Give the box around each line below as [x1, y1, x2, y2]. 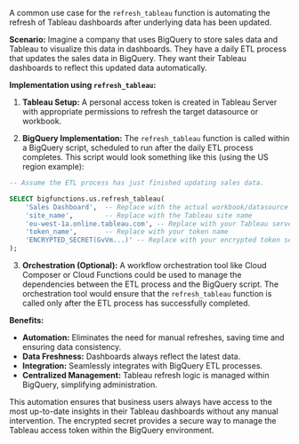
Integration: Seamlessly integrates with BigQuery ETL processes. [21, 361, 263, 371]
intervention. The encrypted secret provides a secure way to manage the [9, 416, 278, 425]
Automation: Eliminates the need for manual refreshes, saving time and [21, 332, 285, 343]
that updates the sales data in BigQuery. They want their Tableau [9, 53, 247, 63]
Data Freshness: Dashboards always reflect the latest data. [21, 351, 241, 361]
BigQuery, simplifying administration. [21, 379, 158, 390]
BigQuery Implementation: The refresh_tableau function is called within [21, 133, 290, 143]
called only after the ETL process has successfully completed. [21, 297, 251, 308]
